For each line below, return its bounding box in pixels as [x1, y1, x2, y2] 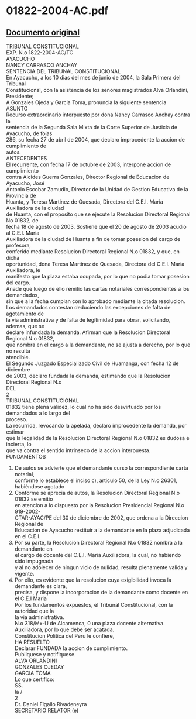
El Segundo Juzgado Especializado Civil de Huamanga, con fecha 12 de [6, 360, 179, 367]
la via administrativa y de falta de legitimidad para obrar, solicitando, [6, 317, 171, 323]
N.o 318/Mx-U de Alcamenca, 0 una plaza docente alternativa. [14, 620, 165, 627]
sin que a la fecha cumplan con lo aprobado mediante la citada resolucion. [6, 298, 185, 305]
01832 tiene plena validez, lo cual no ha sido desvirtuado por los [6, 404, 161, 410]
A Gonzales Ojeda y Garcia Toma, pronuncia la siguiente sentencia [6, 99, 167, 106]
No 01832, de [6, 217, 39, 223]
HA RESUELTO [14, 639, 50, 645]
